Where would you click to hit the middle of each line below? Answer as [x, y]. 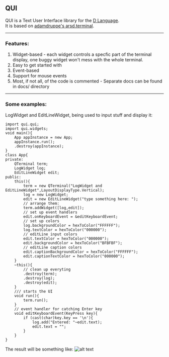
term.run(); [36, 300]
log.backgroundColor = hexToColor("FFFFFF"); [72, 226]
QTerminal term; [31, 164]
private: [14, 160]
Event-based [26, 70]
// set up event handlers [51, 212]
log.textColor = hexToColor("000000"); [65, 230]
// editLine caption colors [53, 248]
